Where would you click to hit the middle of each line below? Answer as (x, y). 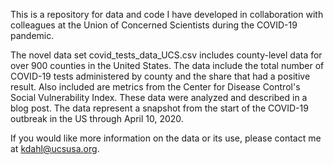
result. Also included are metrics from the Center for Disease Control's (155, 87)
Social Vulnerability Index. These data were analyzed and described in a (159, 97)
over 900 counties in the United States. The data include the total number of (167, 65)
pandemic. (32, 35)
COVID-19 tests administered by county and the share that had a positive (160, 76)
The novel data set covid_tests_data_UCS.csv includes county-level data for (166, 55)
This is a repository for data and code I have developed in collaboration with (167, 14)
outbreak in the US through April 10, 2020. (97, 118)
